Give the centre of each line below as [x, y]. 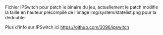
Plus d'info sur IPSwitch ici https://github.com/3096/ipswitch [67, 27]
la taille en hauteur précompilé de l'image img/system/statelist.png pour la [81, 12]
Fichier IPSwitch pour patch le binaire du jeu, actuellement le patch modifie [82, 7]
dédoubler [16, 17]
